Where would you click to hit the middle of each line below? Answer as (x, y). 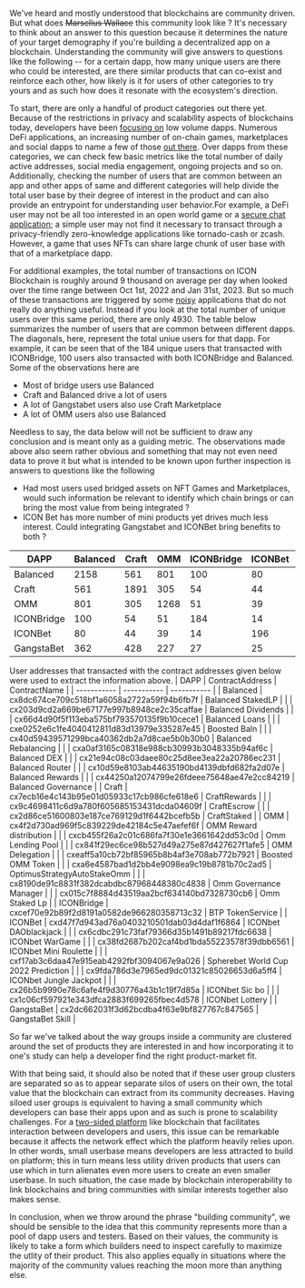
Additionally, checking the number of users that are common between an (146, 176)
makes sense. (35, 1199)
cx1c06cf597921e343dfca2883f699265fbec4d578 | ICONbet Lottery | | (143, 999)
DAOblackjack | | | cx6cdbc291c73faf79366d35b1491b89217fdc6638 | (141, 932)
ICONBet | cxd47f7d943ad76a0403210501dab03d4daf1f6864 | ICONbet (145, 922)
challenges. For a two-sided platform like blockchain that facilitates (135, 1122)
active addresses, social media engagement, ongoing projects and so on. (146, 166)
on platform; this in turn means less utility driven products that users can (145, 1161)
